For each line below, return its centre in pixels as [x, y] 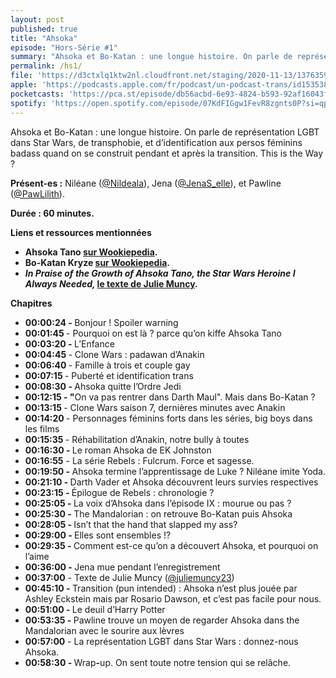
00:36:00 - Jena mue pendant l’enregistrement [122, 567]
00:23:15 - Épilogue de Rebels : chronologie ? [119, 492]
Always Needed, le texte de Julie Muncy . [111, 283]
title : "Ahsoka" [44, 38]
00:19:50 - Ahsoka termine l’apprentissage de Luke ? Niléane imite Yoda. [175, 471]
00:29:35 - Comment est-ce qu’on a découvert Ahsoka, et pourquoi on [171, 545]
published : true [44, 29]
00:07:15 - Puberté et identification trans [109, 375]
